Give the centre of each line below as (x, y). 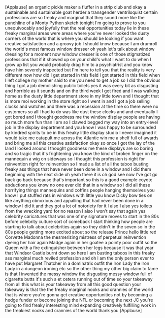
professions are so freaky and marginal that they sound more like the (75, 17)
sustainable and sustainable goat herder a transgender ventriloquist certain (82, 12)
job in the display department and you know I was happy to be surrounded (81, 127)
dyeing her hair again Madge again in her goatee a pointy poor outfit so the (81, 242)
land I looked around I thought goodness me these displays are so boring (79, 148)
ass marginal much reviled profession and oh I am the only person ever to (80, 258)
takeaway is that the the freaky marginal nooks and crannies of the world (79, 289)
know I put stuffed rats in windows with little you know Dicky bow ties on (79, 195)
